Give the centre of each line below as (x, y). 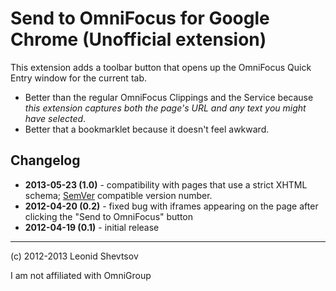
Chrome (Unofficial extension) (138, 39)
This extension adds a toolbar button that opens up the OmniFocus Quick (161, 67)
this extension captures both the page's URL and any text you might (165, 108)
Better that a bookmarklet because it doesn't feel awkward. (147, 129)
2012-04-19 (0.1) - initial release (92, 227)
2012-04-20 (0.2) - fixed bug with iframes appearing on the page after (171, 206)
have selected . (55, 118)
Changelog (45, 160)
